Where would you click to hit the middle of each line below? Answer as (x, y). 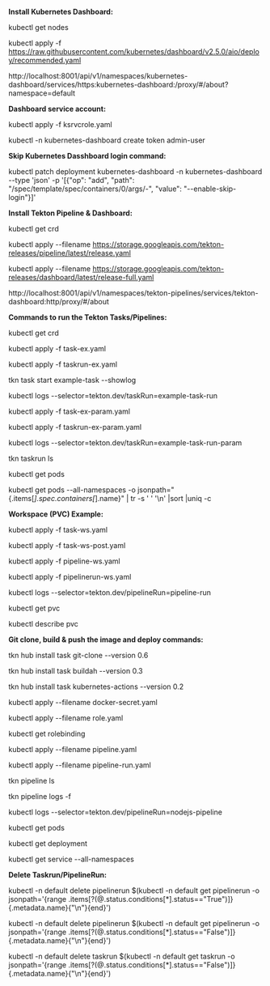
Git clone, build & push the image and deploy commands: (106, 640)
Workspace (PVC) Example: (56, 514)
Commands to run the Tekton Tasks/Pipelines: (88, 317)
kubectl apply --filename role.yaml (66, 718)
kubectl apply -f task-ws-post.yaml (67, 545)
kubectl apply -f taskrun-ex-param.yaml (75, 427)
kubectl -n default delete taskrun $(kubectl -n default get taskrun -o (122, 956)
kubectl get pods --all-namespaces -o (72, 490)
